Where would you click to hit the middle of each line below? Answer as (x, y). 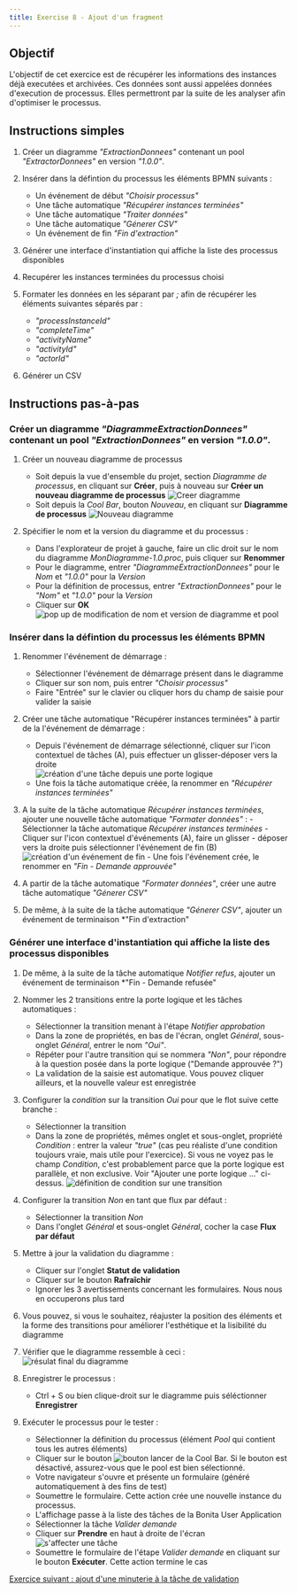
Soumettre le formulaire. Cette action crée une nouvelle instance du (158, 1496)
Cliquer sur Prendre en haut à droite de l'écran (120, 1533)
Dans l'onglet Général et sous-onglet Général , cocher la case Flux (156, 1226)
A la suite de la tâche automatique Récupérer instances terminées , (143, 810)
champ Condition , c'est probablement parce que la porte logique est (160, 1164)
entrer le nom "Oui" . (130, 1045)
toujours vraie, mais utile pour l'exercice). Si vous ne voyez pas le (154, 1154)
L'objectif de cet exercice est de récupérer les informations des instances (143, 74)
